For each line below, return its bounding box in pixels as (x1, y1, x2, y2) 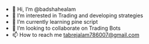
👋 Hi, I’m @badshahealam (11, 6, 77, 12)
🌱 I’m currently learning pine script (11, 18, 98, 25)
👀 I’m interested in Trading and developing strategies (11, 12, 144, 19)
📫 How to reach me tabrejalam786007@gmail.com (11, 32, 140, 38)
